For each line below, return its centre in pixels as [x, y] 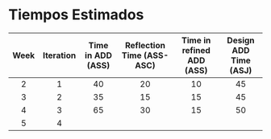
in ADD [98, 55]
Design [241, 40]
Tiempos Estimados [76, 15]
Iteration [60, 55]
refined [196, 50]
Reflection [145, 45]
